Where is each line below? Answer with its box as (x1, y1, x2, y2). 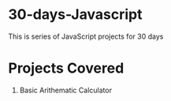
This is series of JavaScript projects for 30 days (8, 32, 164, 41)
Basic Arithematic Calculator (19, 85, 113, 95)
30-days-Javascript (8, 6, 143, 24)
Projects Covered (8, 59, 125, 77)
